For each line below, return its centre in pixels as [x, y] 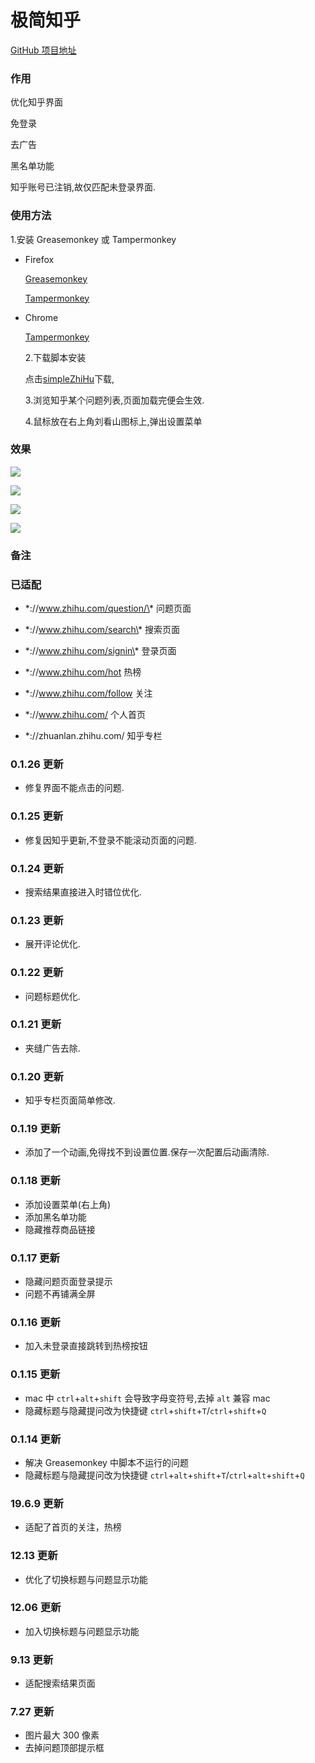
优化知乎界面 [36, 102]
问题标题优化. [52, 996]
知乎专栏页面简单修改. [70, 1100]
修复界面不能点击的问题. [74, 788]
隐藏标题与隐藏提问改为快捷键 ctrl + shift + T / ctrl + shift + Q [145, 1410]
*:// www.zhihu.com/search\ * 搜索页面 [102, 630]
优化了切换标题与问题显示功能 [86, 1579]
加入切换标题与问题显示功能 [82, 1631]
